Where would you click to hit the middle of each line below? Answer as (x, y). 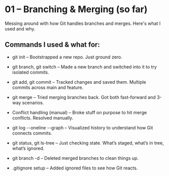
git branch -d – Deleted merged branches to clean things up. (75, 158)
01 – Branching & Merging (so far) (76, 9)
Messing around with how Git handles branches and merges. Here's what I (83, 23)
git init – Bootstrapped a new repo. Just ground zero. (67, 57)
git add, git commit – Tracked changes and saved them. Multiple (79, 82)
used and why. (20, 28)
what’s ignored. (28, 148)
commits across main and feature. (48, 87)
